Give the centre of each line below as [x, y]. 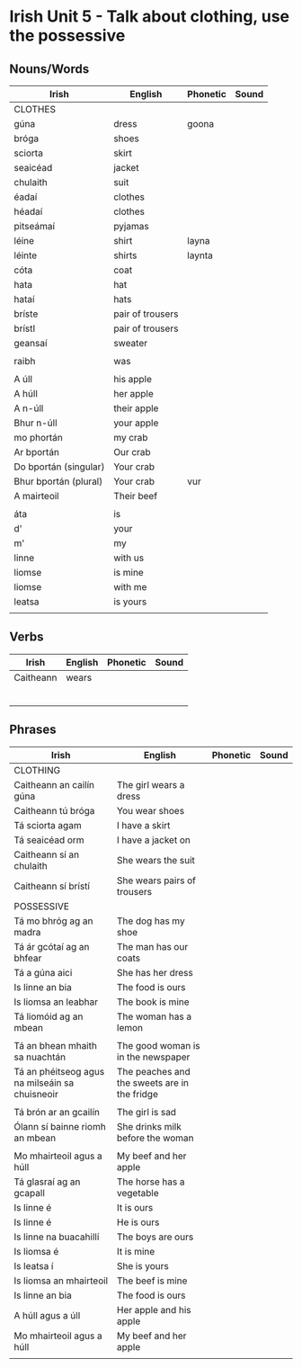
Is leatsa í [34, 1265]
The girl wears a [151, 784]
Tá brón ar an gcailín [57, 1112]
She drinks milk [149, 1126]
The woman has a [154, 1016]
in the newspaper [153, 1057]
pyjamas [132, 226]
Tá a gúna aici [43, 972]
